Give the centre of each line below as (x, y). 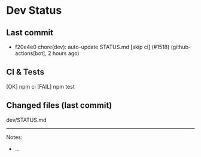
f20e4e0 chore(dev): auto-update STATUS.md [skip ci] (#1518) (92, 47)
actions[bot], (31, 53)
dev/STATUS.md (26, 120)
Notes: (14, 137)
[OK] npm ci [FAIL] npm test (40, 86)
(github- (181, 47)
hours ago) (66, 53)
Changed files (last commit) (59, 105)
